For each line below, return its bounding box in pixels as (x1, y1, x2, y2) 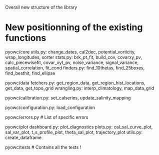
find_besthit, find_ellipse (5, 70, 55, 76)
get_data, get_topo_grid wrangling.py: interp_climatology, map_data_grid (5, 85, 154, 91)
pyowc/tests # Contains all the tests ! (5, 144, 81, 150)
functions (5, 32, 46, 44)
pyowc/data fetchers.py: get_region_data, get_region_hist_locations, (5, 79, 146, 85)
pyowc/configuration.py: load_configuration (5, 104, 95, 110)
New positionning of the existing (5, 22, 143, 33)
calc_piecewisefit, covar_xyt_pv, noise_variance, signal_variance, (5, 59, 139, 65)
